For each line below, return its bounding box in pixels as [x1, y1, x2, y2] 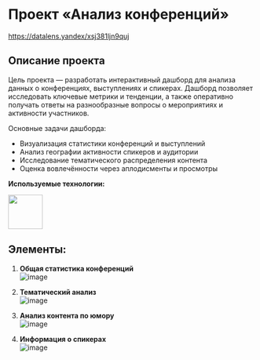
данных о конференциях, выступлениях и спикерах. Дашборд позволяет [8, 83, 254, 93]
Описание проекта [8, 54, 105, 67]
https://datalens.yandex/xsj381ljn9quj [8, 31, 130, 41]
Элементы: [8, 243, 67, 256]
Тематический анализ [19, 287, 97, 296]
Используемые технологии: [8, 179, 105, 188]
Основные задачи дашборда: [8, 123, 107, 133]
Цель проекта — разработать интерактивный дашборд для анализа [8, 75, 236, 84]
